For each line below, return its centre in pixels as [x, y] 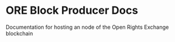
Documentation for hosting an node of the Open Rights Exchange [87, 27]
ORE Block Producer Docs [72, 10]
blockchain [19, 33]
